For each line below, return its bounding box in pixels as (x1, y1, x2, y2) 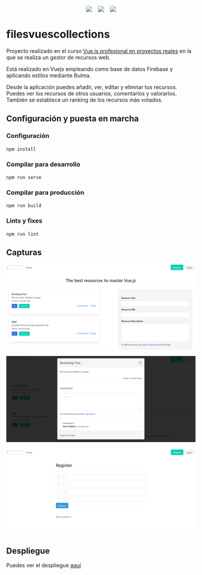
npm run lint (6, 231, 39, 237)
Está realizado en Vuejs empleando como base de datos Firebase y (6, 65, 173, 72)
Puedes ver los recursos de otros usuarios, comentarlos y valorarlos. (6, 90, 177, 97)
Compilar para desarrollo (6, 160, 81, 168)
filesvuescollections (6, 28, 110, 42)
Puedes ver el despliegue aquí (6, 562, 81, 569)
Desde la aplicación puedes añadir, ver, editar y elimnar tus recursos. (6, 83, 177, 90)
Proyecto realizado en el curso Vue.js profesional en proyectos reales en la (6, 47, 192, 54)
